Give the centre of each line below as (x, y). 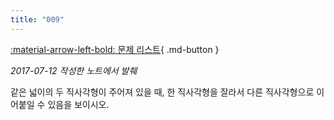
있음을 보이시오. (78, 104)
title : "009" (37, 19)
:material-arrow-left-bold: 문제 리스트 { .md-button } (115, 49)
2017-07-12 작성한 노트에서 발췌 (74, 70)
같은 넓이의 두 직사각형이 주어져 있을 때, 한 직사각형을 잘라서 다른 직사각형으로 (162, 92)
